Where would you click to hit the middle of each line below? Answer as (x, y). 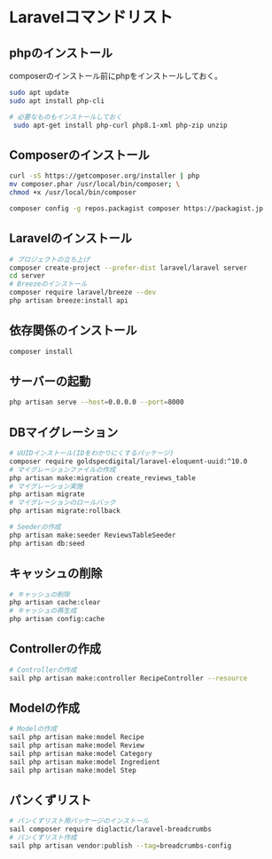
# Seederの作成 (35, 527)
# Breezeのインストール (48, 284)
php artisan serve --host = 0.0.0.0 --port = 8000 (97, 402)
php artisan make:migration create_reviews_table (103, 478)
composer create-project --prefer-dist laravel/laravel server (128, 268)
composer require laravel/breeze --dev (83, 293)
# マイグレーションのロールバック (63, 503)
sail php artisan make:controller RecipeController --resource (128, 678)
